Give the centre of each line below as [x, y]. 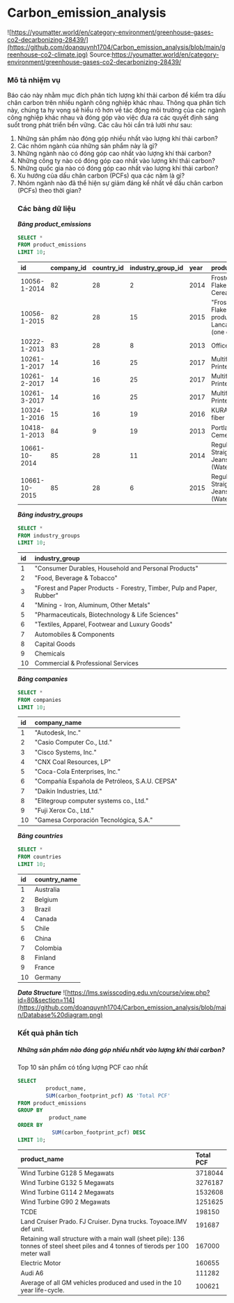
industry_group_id [157, 268]
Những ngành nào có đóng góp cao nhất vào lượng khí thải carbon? [114, 153]
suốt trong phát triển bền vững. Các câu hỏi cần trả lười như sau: [100, 125]
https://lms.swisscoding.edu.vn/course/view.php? [139, 993]
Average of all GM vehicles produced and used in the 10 [101, 1282]
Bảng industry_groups [50, 514]
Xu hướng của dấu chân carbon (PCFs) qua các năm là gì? [101, 175]
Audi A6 [32, 1273]
